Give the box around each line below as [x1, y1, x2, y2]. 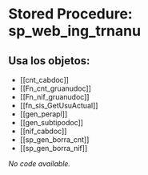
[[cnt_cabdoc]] [19, 75, 70, 84]
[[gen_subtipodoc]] [19, 118, 84, 127]
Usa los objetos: [8, 54, 90, 67]
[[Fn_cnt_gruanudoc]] [19, 83, 92, 93]
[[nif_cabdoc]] [19, 126, 67, 136]
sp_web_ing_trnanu [8, 22, 142, 40]
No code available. [8, 159, 70, 169]
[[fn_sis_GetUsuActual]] [19, 101, 98, 110]
